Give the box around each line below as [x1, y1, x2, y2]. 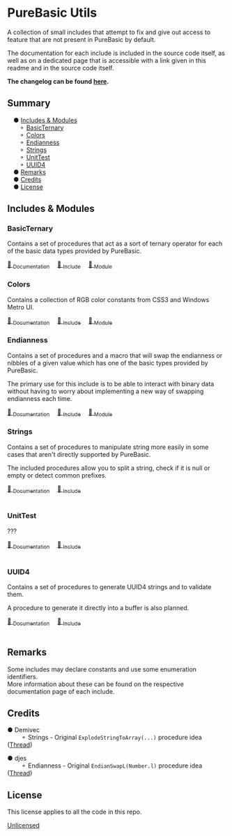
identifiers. [7, 672, 38, 681]
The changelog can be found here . [7, 77, 109, 85]
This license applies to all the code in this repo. [7, 807, 142, 816]
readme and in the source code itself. [7, 63, 114, 72]
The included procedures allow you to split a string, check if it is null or [7, 464, 210, 472]
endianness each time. [7, 394, 72, 402]
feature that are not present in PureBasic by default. [7, 35, 156, 43]
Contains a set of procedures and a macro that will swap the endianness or [7, 351, 223, 360]
